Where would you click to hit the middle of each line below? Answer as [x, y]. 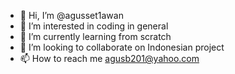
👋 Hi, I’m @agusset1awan [71, 15]
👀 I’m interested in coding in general [94, 26]
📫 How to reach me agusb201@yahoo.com [109, 58]
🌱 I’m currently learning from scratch [95, 36]
